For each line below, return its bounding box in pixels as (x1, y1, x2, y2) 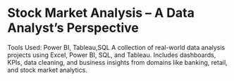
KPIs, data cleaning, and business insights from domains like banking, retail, (7, 58, 228, 66)
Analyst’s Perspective (7, 20, 139, 36)
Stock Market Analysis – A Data (7, 5, 195, 21)
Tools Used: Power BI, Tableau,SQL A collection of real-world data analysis (7, 43, 226, 51)
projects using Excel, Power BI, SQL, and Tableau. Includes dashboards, (7, 51, 216, 59)
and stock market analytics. (7, 66, 88, 74)
